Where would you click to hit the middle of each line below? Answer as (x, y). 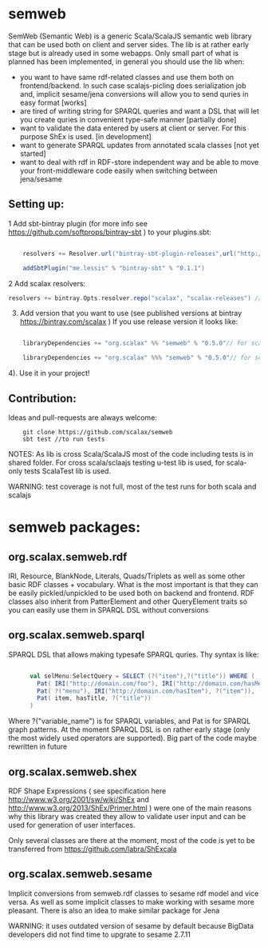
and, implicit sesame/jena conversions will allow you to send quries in (134, 94)
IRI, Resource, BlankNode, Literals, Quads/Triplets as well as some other (127, 576)
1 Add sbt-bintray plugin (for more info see (78, 223)
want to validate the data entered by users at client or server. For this (133, 128)
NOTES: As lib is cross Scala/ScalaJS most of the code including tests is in (131, 454)
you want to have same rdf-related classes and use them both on (127, 77)
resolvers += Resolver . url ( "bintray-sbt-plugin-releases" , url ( (130, 254)
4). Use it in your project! (49, 374)
